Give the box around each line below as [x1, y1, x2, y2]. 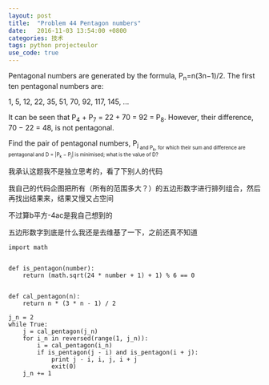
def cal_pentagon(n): [8, 292, 81, 300]
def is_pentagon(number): [8, 264, 94, 272]
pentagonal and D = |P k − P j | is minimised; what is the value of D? [8, 151, 159, 159]
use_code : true [8, 49, 59, 57]
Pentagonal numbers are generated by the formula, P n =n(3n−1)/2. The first [8, 71, 255, 82]
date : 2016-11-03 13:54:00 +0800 [8, 26, 127, 34]
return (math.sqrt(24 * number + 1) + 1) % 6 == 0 [22, 271, 195, 279]
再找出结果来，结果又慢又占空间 [8, 193, 114, 203]
